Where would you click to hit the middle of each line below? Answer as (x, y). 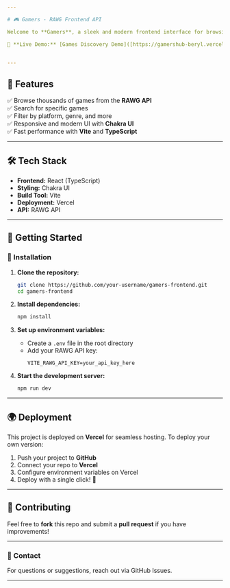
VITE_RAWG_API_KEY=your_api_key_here (81, 363)
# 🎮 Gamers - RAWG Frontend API (54, 19)
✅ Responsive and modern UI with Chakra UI (71, 124)
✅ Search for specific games (48, 108)
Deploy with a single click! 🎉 (57, 480)
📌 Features (30, 84)
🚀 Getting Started (45, 238)
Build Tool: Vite (39, 195)
